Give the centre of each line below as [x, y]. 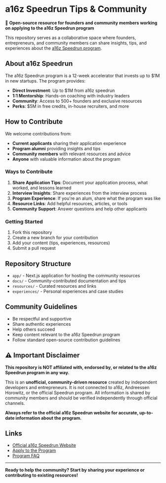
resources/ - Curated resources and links [54, 286]
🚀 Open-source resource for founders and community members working [81, 23]
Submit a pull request [34, 248]
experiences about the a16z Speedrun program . [54, 48]
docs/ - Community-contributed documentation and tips [69, 281]
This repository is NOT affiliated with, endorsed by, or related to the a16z [81, 367]
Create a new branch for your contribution [55, 238]
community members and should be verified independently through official [81, 398]
